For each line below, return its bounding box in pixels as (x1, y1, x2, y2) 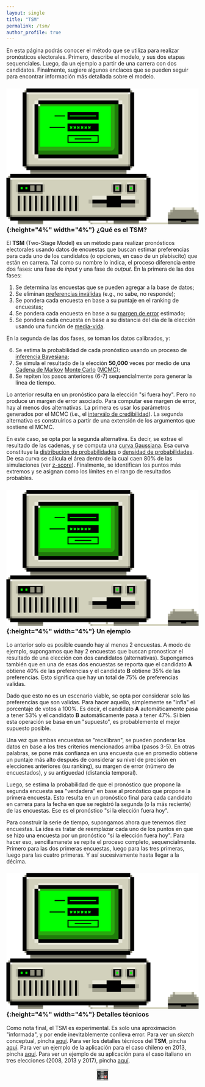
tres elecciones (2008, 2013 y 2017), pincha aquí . (6, 1056, 130, 1064)
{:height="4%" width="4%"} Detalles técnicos (6, 1010, 149, 1019)
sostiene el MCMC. (6, 423, 54, 431)
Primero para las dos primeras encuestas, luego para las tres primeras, (6, 844, 185, 852)
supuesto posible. (6, 724, 51, 732)
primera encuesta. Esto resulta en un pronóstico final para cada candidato (6, 794, 193, 801)
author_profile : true (6, 29, 62, 36)
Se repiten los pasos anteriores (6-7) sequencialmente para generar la (15, 372, 192, 380)
